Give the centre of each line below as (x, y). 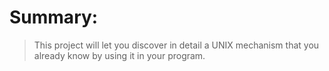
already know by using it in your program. (119, 55)
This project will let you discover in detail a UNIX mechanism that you (176, 45)
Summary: (54, 17)
